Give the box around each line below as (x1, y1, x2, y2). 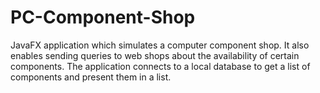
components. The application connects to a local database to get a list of (10, 60, 311, 72)
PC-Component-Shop (10, 6, 196, 29)
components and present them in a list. (10, 71, 172, 83)
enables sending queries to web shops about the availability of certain (10, 49, 300, 61)
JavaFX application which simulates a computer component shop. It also (10, 39, 310, 51)
